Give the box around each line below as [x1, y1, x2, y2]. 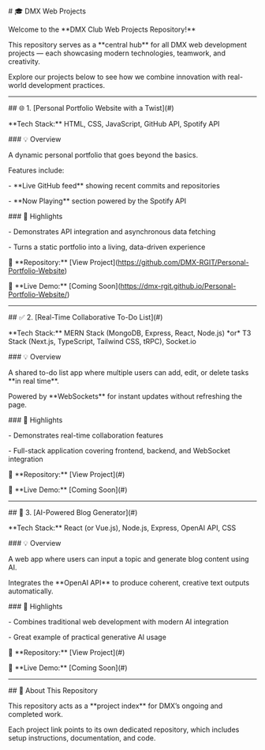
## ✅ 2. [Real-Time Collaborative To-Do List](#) [8, 312, 163, 322]
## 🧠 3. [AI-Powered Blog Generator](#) [8, 508, 138, 517]
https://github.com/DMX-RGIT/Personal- [118, 258, 250, 267]
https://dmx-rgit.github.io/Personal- [120, 282, 237, 290]
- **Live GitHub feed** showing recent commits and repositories [8, 181, 221, 190]
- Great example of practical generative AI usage [8, 632, 167, 642]
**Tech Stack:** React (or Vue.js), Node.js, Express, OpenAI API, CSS [8, 523, 237, 532]
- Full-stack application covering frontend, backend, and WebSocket [8, 446, 231, 455]
